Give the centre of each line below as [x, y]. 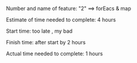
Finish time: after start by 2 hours [46, 42]
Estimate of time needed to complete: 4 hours [61, 20]
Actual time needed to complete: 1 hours [55, 54]
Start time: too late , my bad [39, 31]
